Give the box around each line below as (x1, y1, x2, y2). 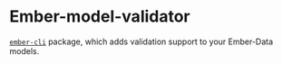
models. (9, 45, 40, 56)
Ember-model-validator (9, 6, 190, 27)
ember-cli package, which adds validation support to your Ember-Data (9, 36, 274, 47)
